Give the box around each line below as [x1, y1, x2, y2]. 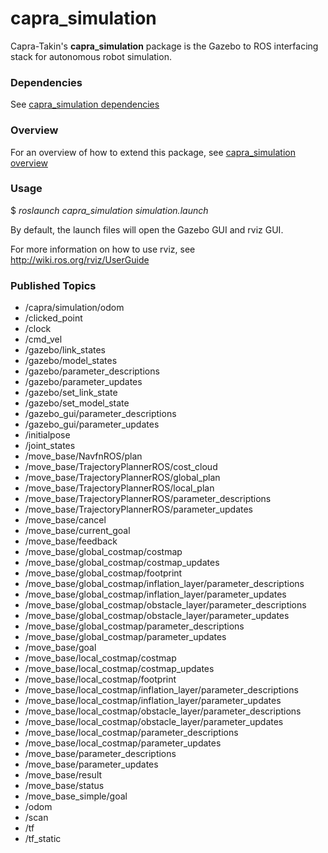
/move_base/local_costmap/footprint [24, 673, 177, 686]
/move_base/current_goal [24, 525, 131, 537]
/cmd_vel [24, 333, 63, 346]
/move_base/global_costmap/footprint [24, 567, 183, 579]
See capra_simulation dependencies [10, 98, 160, 111]
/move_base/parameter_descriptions [24, 748, 177, 760]
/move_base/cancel [24, 514, 107, 526]
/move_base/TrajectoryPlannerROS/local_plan [24, 482, 215, 494]
